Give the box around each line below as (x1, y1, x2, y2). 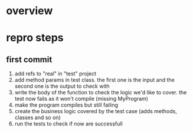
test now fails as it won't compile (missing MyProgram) (14, 95, 149, 103)
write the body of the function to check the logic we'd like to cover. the (14, 89, 187, 96)
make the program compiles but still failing (14, 101, 119, 108)
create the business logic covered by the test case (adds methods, (14, 108, 177, 115)
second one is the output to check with (14, 82, 110, 90)
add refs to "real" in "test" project (14, 70, 96, 77)
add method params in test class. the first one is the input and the (14, 77, 175, 84)
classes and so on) (14, 114, 61, 121)
